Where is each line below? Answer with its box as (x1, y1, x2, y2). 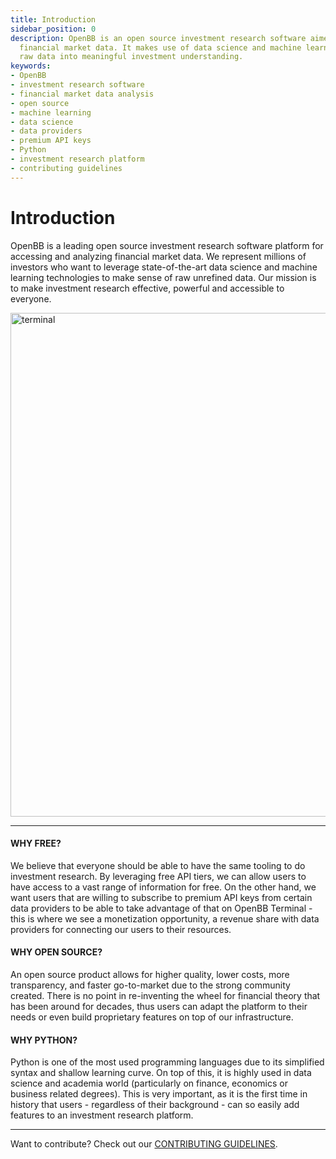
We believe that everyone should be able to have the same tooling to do (10, 859, 306, 871)
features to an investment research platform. (10, 1109, 194, 1121)
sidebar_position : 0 (10, 24, 97, 34)
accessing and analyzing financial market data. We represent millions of (10, 250, 307, 262)
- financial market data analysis (10, 89, 155, 99)
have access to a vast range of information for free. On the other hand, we (10, 881, 317, 893)
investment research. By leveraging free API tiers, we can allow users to (10, 870, 307, 882)
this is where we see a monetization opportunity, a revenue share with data (10, 912, 320, 925)
